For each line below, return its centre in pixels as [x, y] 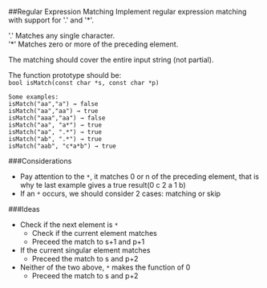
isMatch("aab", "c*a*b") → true [62, 146]
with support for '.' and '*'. [51, 20]
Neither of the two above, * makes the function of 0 [105, 267]
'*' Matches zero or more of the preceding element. [93, 44]
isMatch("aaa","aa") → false [57, 118]
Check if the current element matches [95, 233]
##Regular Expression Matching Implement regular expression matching [127, 12]
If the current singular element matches [85, 250]
